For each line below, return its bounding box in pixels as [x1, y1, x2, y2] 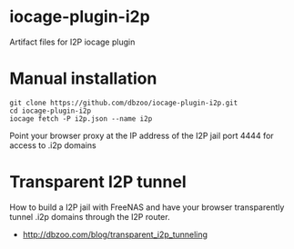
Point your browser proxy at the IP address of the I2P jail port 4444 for [9, 130, 275, 141]
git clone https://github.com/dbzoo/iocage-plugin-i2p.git [9, 98, 238, 107]
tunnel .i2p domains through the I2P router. [9, 211, 170, 222]
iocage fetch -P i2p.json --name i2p [9, 114, 153, 124]
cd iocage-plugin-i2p [9, 106, 92, 115]
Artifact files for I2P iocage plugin [9, 36, 136, 47]
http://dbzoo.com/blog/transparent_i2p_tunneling [22, 229, 208, 240]
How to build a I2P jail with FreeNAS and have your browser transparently [9, 202, 285, 213]
